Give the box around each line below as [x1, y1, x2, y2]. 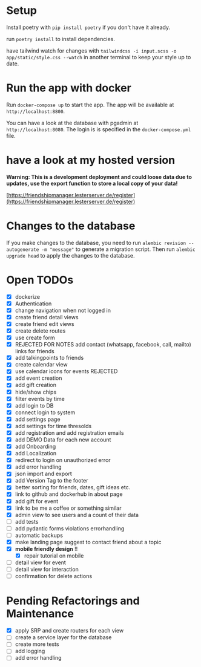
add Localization [15, 450, 57, 457]
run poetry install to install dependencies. [6, 35, 115, 42]
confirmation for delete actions [15, 573, 93, 580]
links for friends [15, 348, 54, 355]
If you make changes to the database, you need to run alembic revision [6, 239, 186, 246]
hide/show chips [15, 388, 57, 395]
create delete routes [15, 327, 66, 334]
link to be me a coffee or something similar [15, 504, 122, 512]
